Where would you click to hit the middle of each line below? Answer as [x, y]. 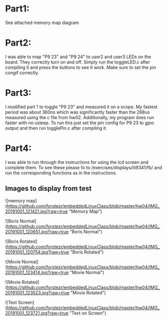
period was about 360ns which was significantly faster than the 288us [78, 112]
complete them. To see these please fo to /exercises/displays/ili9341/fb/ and [84, 167]
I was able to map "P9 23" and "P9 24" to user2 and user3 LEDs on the [78, 57]
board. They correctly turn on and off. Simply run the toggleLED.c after [78, 62]
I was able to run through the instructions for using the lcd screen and [77, 162]
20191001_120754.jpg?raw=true [37, 252]
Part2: [18, 43]
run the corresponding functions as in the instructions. [61, 173]
